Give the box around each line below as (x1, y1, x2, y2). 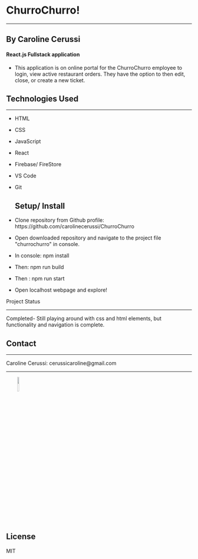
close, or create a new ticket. (14, 76, 85, 83)
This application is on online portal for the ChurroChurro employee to (14, 64, 183, 71)
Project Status (6, 298, 41, 305)
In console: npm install (14, 252, 70, 259)
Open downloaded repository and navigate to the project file (14, 234, 161, 241)
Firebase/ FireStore (14, 161, 62, 168)
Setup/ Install (14, 201, 65, 211)
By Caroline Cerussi (6, 34, 81, 44)
